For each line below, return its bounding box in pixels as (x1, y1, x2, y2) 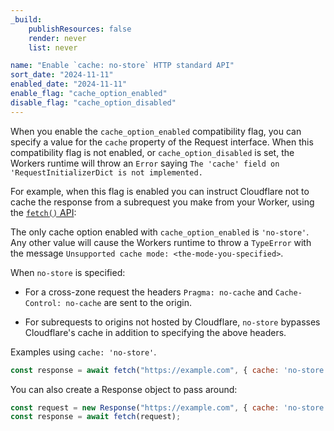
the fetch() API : (10, 206, 77, 218)
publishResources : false (28, 24, 132, 34)
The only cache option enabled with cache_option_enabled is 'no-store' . (10, 226, 310, 238)
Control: (24, 298, 62, 308)
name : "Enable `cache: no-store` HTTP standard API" (10, 61, 235, 71)
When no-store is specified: (10, 266, 126, 278)
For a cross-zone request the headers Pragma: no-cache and (24, 286, 273, 298)
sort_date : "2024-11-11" (10, 70, 114, 80)
